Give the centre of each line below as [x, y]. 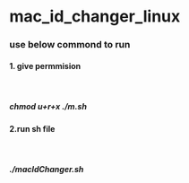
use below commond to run [70, 45]
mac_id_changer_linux [95, 17]
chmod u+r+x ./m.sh [48, 106]
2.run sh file [32, 129]
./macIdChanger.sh [47, 170]
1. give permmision [45, 65]
